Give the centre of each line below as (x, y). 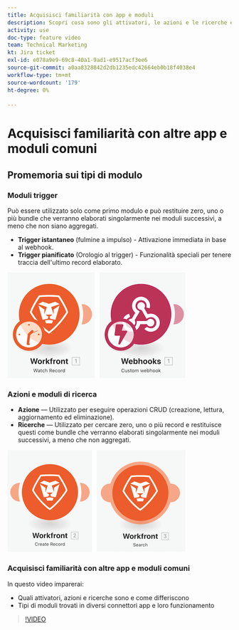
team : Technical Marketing (47, 45)
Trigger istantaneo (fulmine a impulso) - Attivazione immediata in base (122, 240)
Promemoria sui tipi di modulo (75, 175)
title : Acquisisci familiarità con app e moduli (81, 15)
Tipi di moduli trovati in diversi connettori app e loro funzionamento (116, 605)
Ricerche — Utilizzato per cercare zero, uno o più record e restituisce (119, 425)
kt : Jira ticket (31, 53)
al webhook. (36, 247)
